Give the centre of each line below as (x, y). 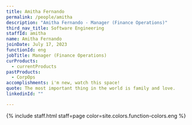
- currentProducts (34, 66)
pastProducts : (24, 72)
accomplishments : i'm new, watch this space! (63, 83)
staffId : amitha (26, 34)
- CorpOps (23, 77)
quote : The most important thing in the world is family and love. (91, 88)
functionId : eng (26, 50)
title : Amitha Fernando (35, 11)
